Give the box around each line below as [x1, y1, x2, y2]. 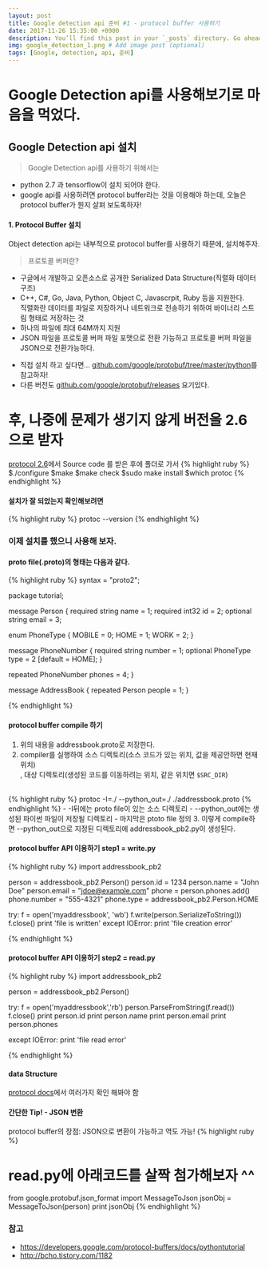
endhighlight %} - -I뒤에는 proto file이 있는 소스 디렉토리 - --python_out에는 [8, 804, 251, 813]
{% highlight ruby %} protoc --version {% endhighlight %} [8, 514, 200, 524]
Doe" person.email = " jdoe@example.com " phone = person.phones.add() [8, 885, 250, 895]
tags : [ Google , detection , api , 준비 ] [8, 49, 134, 57]
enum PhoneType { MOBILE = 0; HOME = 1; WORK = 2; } [8, 630, 194, 640]
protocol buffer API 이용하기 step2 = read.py [8, 953, 156, 963]
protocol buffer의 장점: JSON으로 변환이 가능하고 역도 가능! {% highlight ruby [8, 1126, 255, 1137]
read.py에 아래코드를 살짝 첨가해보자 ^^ [8, 1166, 255, 1185]
